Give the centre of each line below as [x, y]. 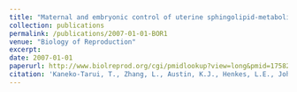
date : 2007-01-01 [41, 58]
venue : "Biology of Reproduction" [73, 42]
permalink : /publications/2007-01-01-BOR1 [88, 33]
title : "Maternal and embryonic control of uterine [106, 17]
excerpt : [25, 50]
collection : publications [57, 25]
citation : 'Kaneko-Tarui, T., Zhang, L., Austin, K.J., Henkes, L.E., [142, 74]
